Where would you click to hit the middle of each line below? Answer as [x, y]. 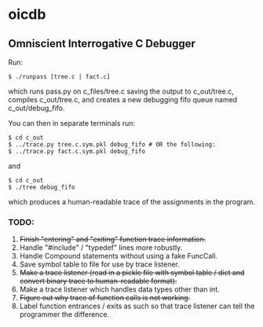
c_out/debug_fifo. [37, 108]
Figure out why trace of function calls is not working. [105, 298]
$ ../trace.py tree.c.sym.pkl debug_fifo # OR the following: [112, 145]
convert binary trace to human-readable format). [98, 281]
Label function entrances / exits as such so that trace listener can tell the [137, 306]
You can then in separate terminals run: [72, 123]
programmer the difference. [64, 314]
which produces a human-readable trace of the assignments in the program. [131, 202]
